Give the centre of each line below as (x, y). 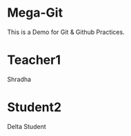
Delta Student (27, 126)
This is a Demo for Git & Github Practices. (66, 32)
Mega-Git (35, 13)
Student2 (34, 107)
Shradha (19, 79)
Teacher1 (34, 60)
